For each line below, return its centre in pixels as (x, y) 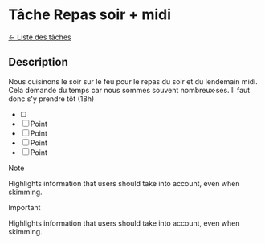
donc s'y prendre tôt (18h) (51, 99)
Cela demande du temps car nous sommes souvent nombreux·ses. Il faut (129, 90)
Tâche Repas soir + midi (90, 15)
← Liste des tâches (40, 37)
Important (24, 207)
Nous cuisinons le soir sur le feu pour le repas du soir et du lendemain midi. (133, 81)
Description (38, 62)
